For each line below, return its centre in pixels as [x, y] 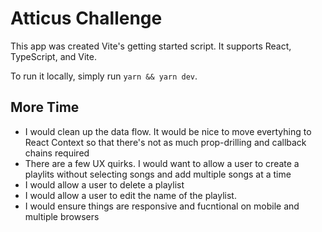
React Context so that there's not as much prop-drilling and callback [165, 142]
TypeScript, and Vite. [53, 56]
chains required [57, 153]
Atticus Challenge [86, 18]
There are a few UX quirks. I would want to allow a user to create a [162, 163]
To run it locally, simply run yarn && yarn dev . [104, 76]
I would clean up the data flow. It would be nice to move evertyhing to [168, 131]
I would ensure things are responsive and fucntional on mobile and [162, 206]
